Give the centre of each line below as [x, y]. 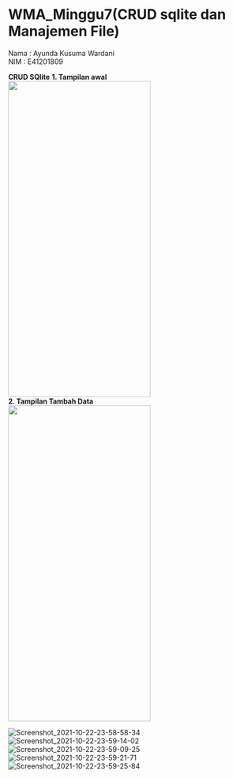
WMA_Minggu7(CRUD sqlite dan [117, 15]
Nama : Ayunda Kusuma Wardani [61, 53]
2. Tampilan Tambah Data [51, 401]
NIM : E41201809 [36, 62]
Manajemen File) [64, 31]
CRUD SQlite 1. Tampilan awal [58, 77]
